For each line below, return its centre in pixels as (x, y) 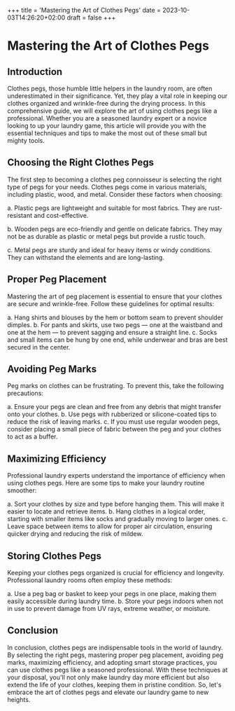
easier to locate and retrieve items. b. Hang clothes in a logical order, (106, 511)
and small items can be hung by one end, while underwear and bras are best (117, 340)
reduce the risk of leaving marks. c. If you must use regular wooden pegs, (114, 422)
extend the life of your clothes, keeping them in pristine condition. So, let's (114, 684)
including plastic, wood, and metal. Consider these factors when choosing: (115, 194)
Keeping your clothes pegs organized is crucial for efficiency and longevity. (116, 573)
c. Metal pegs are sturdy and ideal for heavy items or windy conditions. (109, 250)
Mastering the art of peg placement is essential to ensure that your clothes (115, 296)
